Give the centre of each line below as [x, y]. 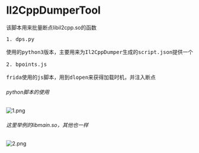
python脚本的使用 [28, 92]
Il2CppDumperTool [53, 10]
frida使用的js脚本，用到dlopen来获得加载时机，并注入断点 [81, 77]
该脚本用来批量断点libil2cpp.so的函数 [51, 27]
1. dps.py [20, 39]
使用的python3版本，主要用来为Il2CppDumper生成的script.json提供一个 [100, 52]
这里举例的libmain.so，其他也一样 [47, 125]
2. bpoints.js [27, 64]
